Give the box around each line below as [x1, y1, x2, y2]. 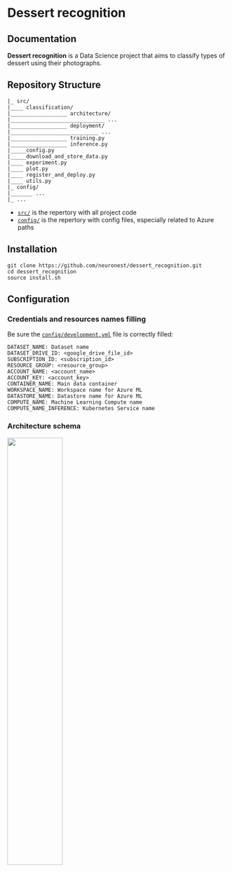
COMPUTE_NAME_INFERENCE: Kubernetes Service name [7, 405, 156, 412]
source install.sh [7, 274, 61, 281]
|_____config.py [7, 147, 55, 154]
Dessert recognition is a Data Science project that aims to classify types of [7, 51, 226, 60]
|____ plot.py [7, 165, 49, 172]
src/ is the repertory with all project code [17, 208, 137, 217]
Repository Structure [7, 79, 102, 91]
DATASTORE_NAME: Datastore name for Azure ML [7, 393, 142, 400]
